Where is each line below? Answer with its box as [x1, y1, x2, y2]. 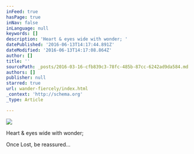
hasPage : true [6, 14, 41, 20]
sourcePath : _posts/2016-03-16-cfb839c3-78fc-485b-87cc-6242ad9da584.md [6, 63, 189, 70]
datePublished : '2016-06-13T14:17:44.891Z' [6, 42, 115, 48]
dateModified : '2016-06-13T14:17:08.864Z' [6, 47, 112, 53]
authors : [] [6, 69, 35, 75]
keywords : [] [6, 31, 38, 37]
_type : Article [6, 97, 44, 102]
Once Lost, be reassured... [6, 140, 71, 148]
